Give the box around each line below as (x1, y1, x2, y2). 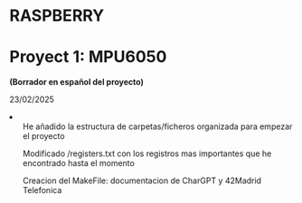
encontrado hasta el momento (22, 158, 136, 169)
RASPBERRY (9, 5, 105, 26)
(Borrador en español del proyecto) (9, 77, 145, 88)
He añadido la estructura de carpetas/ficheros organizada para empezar (22, 121, 293, 132)
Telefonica (22, 185, 62, 196)
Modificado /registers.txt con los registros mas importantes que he (22, 148, 272, 159)
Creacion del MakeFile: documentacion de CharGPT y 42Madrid (22, 175, 262, 186)
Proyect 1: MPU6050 (9, 47, 167, 68)
